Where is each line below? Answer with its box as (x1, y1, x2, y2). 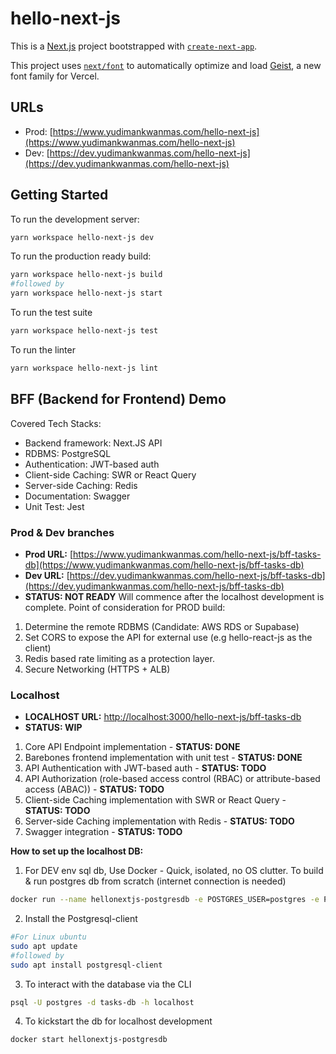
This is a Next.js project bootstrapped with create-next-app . (10, 40, 258, 52)
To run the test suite (10, 307, 93, 319)
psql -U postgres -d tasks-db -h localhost (10, 997, 195, 1007)
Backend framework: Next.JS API (24, 437, 163, 449)
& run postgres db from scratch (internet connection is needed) (24, 875, 287, 887)
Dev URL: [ (24, 569, 70, 581)
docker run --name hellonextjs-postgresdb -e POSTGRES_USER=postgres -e (10, 895, 320, 905)
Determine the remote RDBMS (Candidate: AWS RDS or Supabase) (24, 620, 300, 632)
